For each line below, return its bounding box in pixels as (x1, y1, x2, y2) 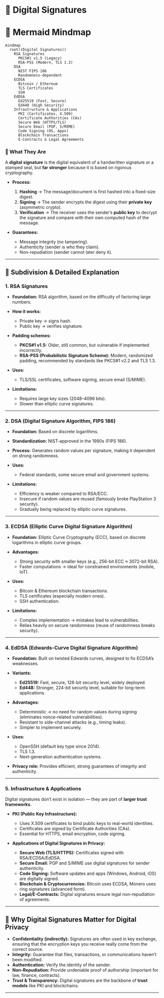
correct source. (12, 946, 43, 953)
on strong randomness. (12, 453, 60, 459)
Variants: (12, 670, 32, 676)
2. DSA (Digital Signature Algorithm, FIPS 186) (5, 418, 116, 424)
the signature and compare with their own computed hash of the (19, 215, 149, 221)
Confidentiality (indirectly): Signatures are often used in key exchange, (12, 936, 157, 942)
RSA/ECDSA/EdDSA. (19, 855, 61, 861)
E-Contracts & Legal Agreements (18, 137, 84, 142)
